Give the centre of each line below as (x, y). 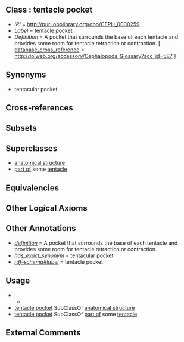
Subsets (21, 128)
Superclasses (32, 148)
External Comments (43, 333)
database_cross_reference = (49, 50)
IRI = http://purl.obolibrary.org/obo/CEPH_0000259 (77, 24)
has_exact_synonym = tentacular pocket (64, 255)
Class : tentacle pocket (49, 10)
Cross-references (40, 108)
